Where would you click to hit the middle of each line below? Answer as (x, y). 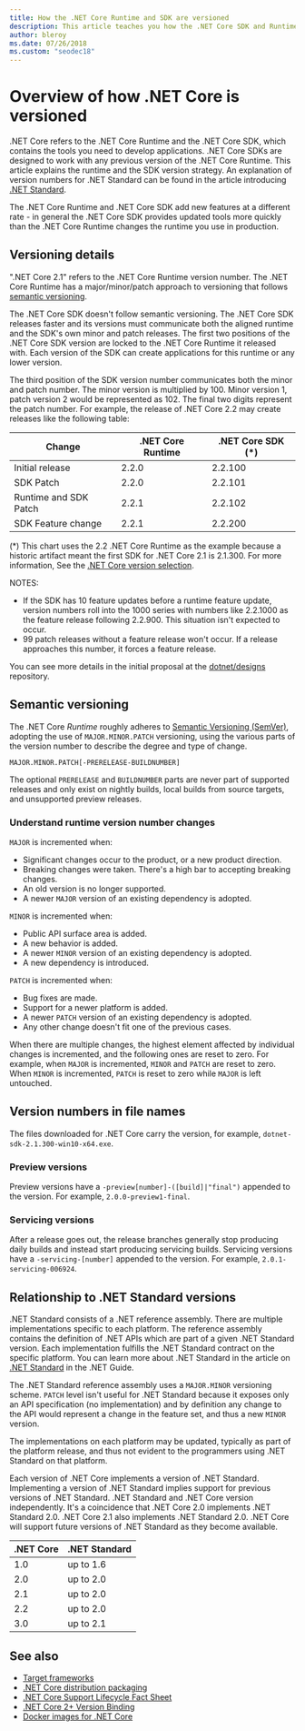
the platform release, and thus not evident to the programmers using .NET (148, 1451)
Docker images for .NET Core (78, 1716)
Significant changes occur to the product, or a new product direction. (152, 860)
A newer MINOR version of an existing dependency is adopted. (137, 952)
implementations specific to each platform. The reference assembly (136, 1329)
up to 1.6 (87, 1565)
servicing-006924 (42, 1270)
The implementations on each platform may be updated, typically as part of (150, 1442)
